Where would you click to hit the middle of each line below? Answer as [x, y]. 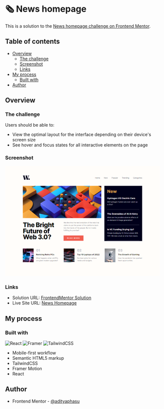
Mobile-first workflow [34, 353]
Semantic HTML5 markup [38, 358]
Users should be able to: [30, 125]
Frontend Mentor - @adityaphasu [46, 401]
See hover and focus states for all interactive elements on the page [80, 145]
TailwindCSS [25, 363]
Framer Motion [27, 369]
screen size [24, 140]
